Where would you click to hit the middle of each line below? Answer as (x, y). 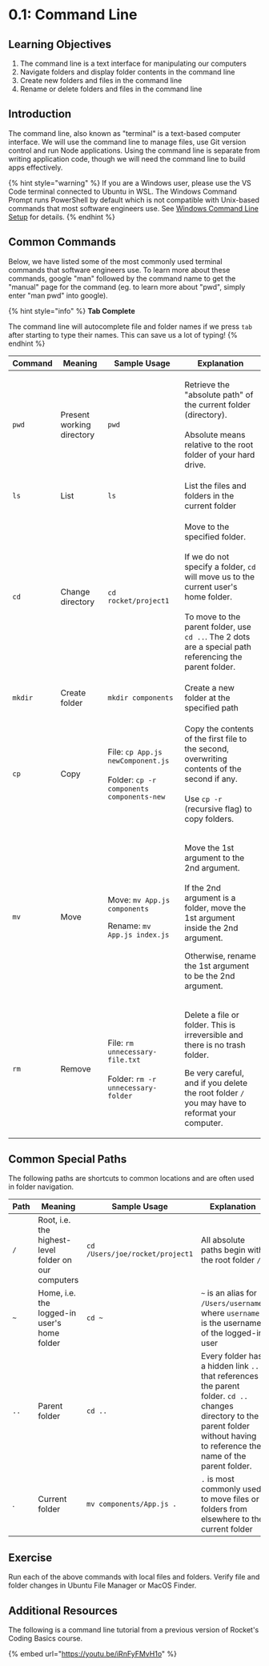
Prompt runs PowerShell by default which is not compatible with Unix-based (134, 200)
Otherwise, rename (220, 955)
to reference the (231, 1446)
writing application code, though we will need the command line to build (127, 158)
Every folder (224, 1356)
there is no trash (215, 1044)
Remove (76, 1068)
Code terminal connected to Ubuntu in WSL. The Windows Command (123, 191)
